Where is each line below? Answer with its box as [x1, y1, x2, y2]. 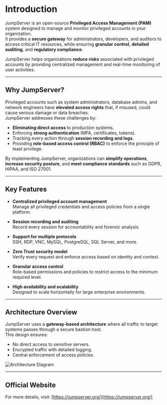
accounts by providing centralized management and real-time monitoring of [5, 61, 161, 67]
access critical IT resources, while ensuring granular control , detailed [5, 41, 149, 47]
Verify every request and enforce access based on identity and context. [12, 254, 160, 260]
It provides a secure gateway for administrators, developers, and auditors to [5, 36, 162, 42]
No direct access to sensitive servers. [12, 341, 90, 347]
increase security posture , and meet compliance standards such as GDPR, [5, 160, 162, 166]
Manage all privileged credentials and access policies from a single [12, 203, 150, 210]
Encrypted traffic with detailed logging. [12, 347, 92, 353]
